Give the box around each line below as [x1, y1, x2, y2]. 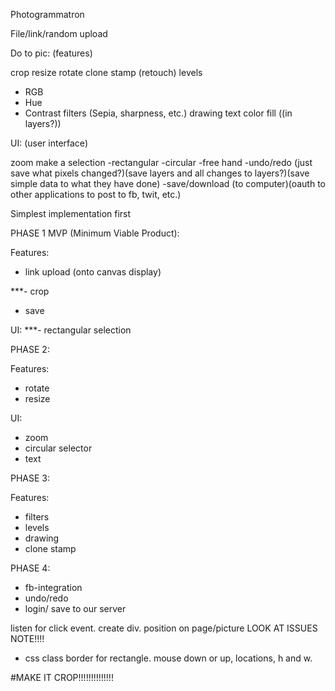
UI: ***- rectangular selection [10, 324, 132, 336]
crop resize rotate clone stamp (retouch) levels [10, 67, 203, 78]
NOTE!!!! [10, 633, 45, 644]
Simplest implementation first [10, 208, 132, 219]
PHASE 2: [10, 344, 50, 355]
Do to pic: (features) [10, 47, 93, 59]
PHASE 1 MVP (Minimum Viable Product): [10, 227, 180, 239]
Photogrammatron [10, 9, 85, 20]
